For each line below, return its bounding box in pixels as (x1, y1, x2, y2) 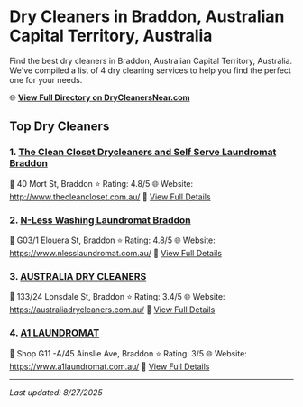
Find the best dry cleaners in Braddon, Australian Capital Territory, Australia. (9, 55, 293, 66)
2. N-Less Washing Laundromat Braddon (9, 214, 191, 227)
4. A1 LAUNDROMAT (9, 327, 100, 339)
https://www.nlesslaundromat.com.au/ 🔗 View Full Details (9, 247, 223, 258)
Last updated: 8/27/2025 (9, 386, 103, 398)
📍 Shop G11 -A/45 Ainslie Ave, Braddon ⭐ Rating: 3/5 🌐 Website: (9, 347, 248, 358)
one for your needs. (9, 74, 83, 85)
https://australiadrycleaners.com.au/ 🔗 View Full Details (9, 304, 216, 315)
